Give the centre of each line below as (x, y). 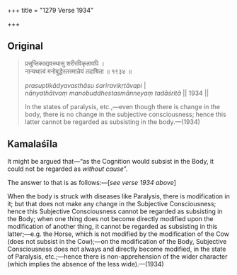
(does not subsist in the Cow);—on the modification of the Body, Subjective (117, 241)
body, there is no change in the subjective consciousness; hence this (125, 114)
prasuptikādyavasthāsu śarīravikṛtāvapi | (85, 85)
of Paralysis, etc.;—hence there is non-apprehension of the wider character (117, 256)
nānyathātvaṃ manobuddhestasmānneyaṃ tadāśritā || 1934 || (117, 93)
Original (25, 46)
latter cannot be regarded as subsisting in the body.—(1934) (112, 122)
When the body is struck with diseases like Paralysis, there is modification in (118, 196)
